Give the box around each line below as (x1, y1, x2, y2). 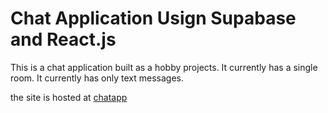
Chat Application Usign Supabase (10, 7, 297, 30)
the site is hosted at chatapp (10, 91, 128, 103)
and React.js (10, 28, 117, 51)
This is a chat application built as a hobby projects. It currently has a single (10, 61, 318, 73)
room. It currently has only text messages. (10, 72, 184, 84)
